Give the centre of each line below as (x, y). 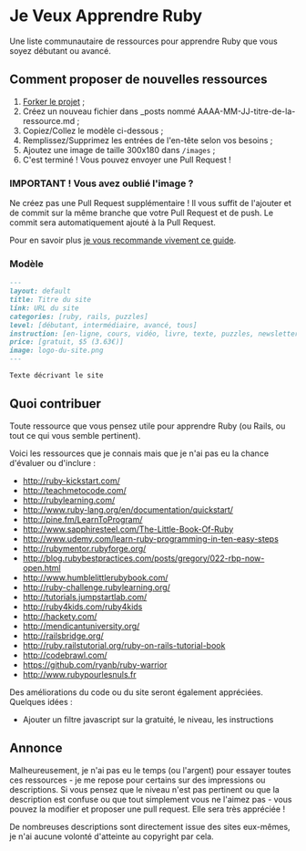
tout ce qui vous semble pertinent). (75, 435)
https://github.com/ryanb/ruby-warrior (95, 664)
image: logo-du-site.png (56, 351)
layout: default (40, 291)
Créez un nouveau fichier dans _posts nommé (109, 111)
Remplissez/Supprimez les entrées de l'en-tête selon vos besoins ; (148, 140)
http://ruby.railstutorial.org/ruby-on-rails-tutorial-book (124, 645)
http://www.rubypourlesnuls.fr (79, 674)
